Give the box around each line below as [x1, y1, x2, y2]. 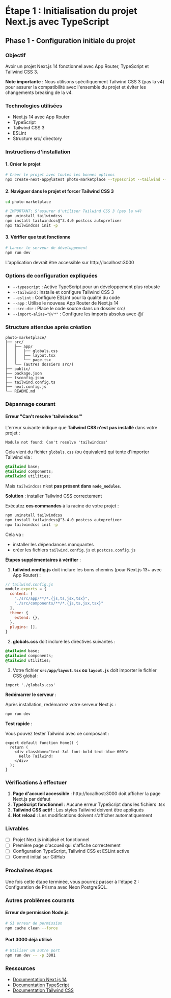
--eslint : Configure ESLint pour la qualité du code [12, 294, 120, 300]
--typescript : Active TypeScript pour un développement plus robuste [12, 284, 160, 290]
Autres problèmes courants [5, 897, 75, 904]
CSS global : [12, 672, 39, 679]
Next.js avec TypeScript [5, 16, 109, 28]
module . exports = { [5, 587, 47, 592]
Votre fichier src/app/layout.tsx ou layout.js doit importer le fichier [12, 667, 157, 673]
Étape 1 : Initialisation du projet [5, 5, 137, 17]
